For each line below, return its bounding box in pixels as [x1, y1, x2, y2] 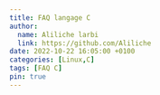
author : [9, 22, 39, 31]
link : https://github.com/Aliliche [17, 38, 152, 48]
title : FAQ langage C [9, 13, 91, 23]
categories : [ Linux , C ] [9, 55, 95, 64]
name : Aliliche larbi [17, 30, 99, 39]
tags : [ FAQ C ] [9, 64, 63, 73]
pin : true [9, 72, 47, 81]
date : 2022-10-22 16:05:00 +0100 [9, 47, 136, 56]
